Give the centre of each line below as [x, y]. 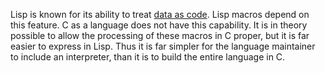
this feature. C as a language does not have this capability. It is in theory [159, 25]
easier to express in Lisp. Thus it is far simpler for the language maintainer [163, 46]
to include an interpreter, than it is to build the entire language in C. [148, 57]
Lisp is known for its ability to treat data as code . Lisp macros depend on [160, 14]
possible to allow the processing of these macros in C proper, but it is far [160, 35]
